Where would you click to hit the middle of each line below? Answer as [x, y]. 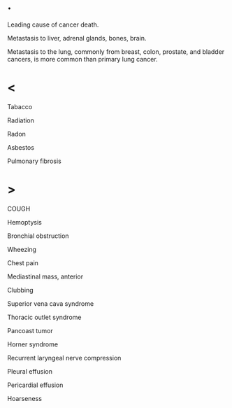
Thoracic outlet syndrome [44, 317]
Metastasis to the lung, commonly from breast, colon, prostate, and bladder [116, 51]
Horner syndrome [32, 344]
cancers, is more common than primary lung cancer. [83, 59]
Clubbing [20, 290]
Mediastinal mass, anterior [45, 276]
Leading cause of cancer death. [53, 24]
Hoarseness [24, 398]
